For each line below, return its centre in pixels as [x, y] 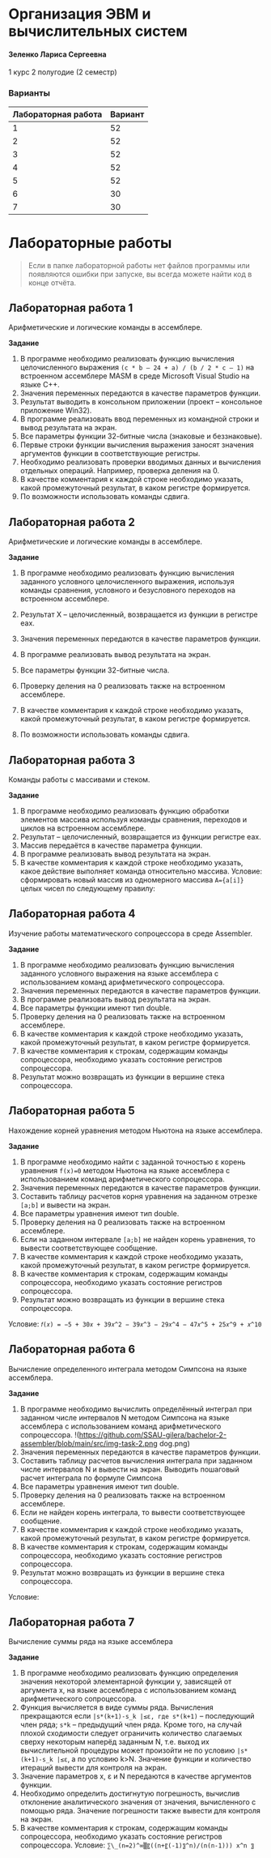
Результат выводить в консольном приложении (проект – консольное [141, 402]
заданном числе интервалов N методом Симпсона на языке [125, 1417]
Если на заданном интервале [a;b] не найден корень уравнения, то [138, 1239]
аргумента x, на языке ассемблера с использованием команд [128, 1690]
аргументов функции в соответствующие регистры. [110, 454]
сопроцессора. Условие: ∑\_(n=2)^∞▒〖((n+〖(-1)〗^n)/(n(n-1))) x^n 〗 [137, 1845]
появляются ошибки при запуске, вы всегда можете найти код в [140, 274]
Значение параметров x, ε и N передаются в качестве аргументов [136, 1776]
